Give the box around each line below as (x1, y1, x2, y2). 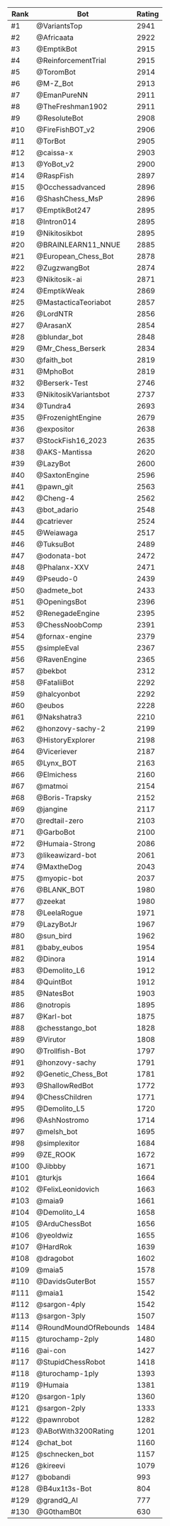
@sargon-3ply (36, 1311, 86, 1320)
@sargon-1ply (36, 1392, 86, 1401)
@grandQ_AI (36, 1496, 79, 1505)
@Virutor (36, 1035, 66, 1044)
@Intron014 (36, 217, 76, 226)
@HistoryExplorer (36, 735, 96, 745)
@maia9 (36, 1196, 64, 1206)
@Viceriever (36, 747, 78, 756)
